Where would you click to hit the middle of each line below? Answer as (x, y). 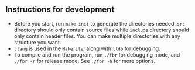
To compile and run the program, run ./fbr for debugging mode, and (97, 54)
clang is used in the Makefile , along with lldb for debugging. (87, 48)
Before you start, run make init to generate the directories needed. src (99, 23)
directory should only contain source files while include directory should (101, 30)
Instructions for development (60, 10)
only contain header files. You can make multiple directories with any (97, 36)
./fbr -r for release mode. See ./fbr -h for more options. (85, 61)
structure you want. (37, 42)
